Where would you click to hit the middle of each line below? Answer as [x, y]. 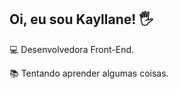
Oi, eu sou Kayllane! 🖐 [81, 19]
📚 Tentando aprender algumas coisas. [89, 73]
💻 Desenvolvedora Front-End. [72, 49]
